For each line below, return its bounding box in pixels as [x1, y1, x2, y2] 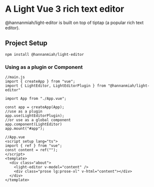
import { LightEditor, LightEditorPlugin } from [5, 83, 106, 88]
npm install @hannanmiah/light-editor [5, 52, 84, 57]
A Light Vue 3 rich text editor [5, 3, 125, 15]
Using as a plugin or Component [5, 64, 83, 70]
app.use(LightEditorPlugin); [5, 113, 65, 118]
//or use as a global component [5, 117, 71, 122]
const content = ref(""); [5, 147, 58, 152]
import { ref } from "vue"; [5, 143, 63, 148]
